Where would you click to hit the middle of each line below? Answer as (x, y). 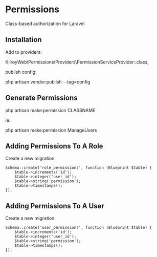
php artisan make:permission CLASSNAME (50, 110)
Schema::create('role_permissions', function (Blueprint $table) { (79, 168)
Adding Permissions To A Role (54, 146)
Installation (24, 40)
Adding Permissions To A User (55, 206)
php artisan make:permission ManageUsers (51, 130)
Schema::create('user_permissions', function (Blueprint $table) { (79, 228)
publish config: (21, 72)
